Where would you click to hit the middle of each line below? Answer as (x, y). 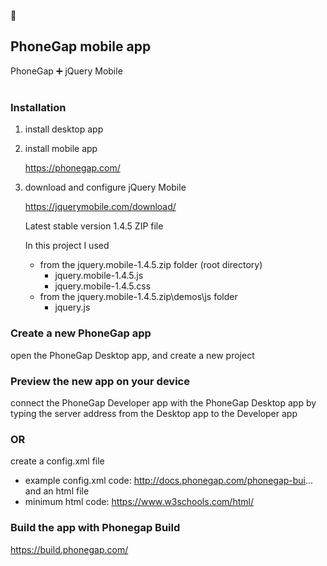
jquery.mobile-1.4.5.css (103, 286)
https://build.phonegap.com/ (69, 549)
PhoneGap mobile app (81, 46)
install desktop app (64, 129)
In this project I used (67, 246)
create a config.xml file (57, 461)
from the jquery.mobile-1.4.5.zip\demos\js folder (138, 297)
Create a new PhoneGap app (81, 333)
